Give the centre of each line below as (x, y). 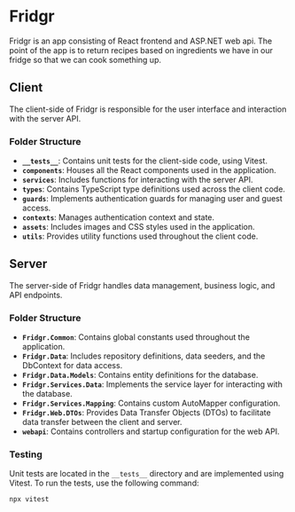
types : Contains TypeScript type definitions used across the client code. (154, 189)
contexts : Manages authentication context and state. (118, 217)
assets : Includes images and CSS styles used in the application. (138, 227)
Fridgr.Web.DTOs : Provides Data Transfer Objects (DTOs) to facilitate (147, 413)
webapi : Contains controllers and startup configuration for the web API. (151, 431)
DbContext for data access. (72, 366)
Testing (26, 454)
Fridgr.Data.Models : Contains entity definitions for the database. (140, 375)
